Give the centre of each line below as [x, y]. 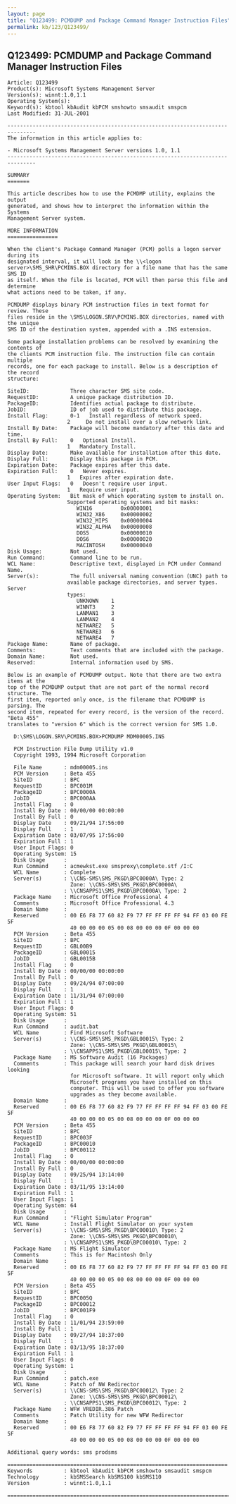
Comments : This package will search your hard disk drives [114, 1064]
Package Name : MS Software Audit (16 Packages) [91, 1058]
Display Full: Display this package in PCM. [83, 459]
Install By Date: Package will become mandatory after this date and [116, 428]
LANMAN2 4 [95, 620]
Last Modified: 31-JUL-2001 [48, 114]
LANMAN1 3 [95, 613]
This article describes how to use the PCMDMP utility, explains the [111, 194]
